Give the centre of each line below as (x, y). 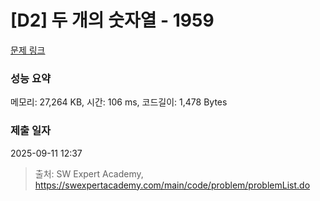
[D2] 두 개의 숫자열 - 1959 (112, 20)
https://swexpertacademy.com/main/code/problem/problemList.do (172, 185)
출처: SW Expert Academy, (89, 173)
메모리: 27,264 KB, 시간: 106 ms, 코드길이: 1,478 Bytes (119, 102)
